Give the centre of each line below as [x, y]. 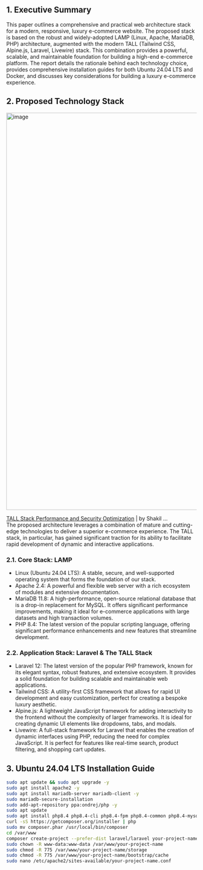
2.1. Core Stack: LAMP [39, 560]
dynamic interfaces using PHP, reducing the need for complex [92, 736]
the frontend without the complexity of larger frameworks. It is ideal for [103, 717]
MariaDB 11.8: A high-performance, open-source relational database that [105, 599]
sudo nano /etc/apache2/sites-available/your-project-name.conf [89, 861]
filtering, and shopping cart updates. [60, 750]
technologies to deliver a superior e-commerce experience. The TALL [107, 531]
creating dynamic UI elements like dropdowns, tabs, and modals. [95, 724]
